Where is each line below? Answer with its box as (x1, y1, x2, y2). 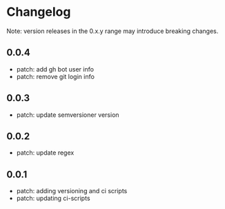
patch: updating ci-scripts (16, 194, 90, 203)
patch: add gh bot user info (16, 65, 95, 73)
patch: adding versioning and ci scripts (16, 187, 128, 195)
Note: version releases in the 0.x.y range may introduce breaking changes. (6, 27, 219, 35)
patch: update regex (16, 148, 75, 157)
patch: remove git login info (16, 72, 95, 80)
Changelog (6, 4, 71, 20)
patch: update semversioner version (16, 111, 119, 119)
